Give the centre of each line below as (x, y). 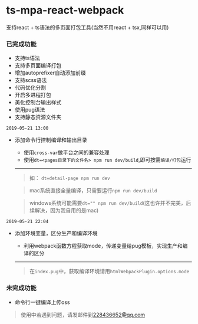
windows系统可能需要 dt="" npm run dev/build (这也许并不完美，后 (110, 203)
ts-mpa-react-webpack (65, 10)
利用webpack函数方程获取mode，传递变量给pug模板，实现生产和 (103, 246)
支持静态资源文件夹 (38, 117)
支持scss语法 (31, 80)
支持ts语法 (27, 58)
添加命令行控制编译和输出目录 (51, 140)
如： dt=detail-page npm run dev (70, 178)
